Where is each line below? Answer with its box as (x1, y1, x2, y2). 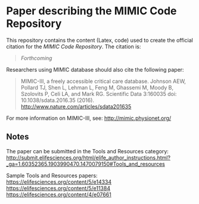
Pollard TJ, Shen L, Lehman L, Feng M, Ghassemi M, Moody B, (20, 84, 174, 91)
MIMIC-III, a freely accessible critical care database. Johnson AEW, (20, 78, 186, 85)
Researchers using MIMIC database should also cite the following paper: (6, 66, 184, 73)
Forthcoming (20, 54, 52, 61)
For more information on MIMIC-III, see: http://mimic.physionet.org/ (6, 115, 172, 122)
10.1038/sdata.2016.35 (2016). (20, 97, 94, 104)
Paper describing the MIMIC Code (6, 4, 177, 18)
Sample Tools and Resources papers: (6, 172, 98, 179)
